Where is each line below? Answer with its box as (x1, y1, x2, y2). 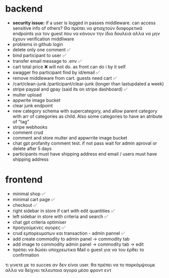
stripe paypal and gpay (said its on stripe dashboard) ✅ (12, 86, 128, 92)
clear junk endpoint (12, 102, 53, 109)
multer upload (12, 91, 42, 98)
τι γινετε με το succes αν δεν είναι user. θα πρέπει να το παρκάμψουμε (5, 261, 155, 268)
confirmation (12, 252, 39, 258)
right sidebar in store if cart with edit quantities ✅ (12, 208, 115, 214)
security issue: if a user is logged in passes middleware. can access (12, 20, 156, 26)
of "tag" (12, 118, 29, 124)
